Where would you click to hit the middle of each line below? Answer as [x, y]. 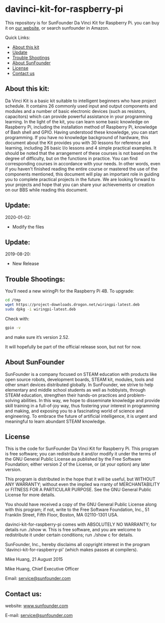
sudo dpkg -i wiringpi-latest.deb [41, 309]
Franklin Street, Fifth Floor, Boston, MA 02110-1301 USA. [62, 515]
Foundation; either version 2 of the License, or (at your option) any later [78, 464]
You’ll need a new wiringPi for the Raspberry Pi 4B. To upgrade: [70, 291]
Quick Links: [18, 37]
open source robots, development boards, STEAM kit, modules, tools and [79, 379]
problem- [137, 395]
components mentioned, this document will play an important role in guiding [82, 174]
